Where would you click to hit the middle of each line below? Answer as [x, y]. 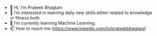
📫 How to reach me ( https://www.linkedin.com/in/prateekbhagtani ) [78, 28]
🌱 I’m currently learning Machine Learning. [53, 23]
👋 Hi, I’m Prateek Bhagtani [36, 8]
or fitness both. [25, 18]
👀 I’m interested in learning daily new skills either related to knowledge [81, 13]
